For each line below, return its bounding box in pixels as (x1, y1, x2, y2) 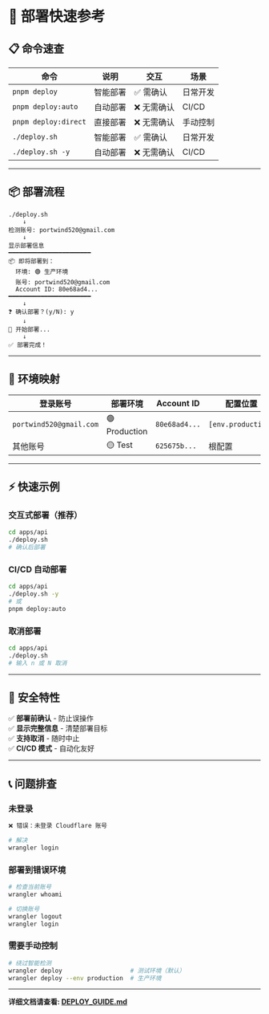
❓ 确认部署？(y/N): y (8, 307, 74, 316)
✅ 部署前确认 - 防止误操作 (8, 714, 94, 723)
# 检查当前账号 (8, 883, 52, 891)
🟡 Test (106, 439, 134, 450)
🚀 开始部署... (8, 325, 50, 333)
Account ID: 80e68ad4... (15, 285, 98, 293)
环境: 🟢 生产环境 (15, 267, 69, 275)
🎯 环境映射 (8, 373, 60, 386)
